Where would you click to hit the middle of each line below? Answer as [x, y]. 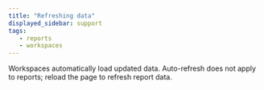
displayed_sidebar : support [56, 23]
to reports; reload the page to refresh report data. [91, 77]
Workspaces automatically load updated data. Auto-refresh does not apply [132, 68]
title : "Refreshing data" [52, 16]
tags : [17, 31]
